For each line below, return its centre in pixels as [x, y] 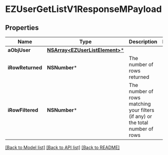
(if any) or [140, 116]
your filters [141, 110]
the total [138, 122]
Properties [22, 28]
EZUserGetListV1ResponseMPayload [83, 9]
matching [140, 104]
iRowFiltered [23, 110]
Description [143, 42]
